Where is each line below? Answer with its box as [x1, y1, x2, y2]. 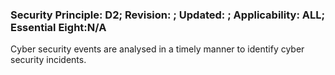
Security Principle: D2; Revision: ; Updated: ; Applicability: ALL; [10, 8, 326, 22]
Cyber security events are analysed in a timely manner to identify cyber [10, 43, 305, 55]
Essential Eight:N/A [10, 20, 107, 34]
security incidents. [10, 54, 87, 66]
